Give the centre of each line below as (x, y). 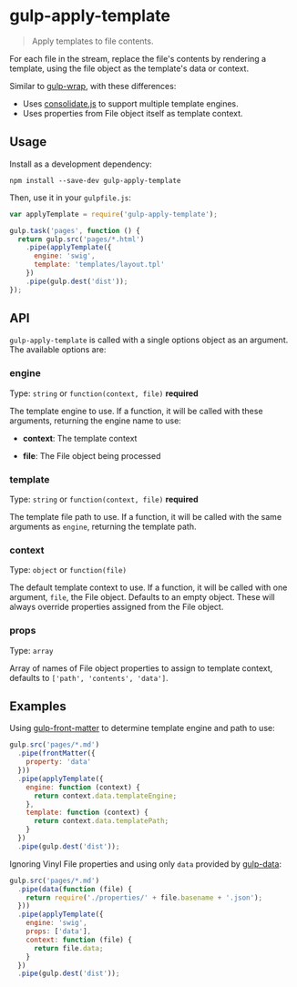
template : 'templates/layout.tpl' (99, 265)
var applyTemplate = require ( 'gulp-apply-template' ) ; (114, 214)
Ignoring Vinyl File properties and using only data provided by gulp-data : (146, 864)
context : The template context (80, 438)
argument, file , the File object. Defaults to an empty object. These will (142, 597)
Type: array (31, 650)
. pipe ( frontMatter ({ (56, 753)
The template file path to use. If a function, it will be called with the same (146, 517)
